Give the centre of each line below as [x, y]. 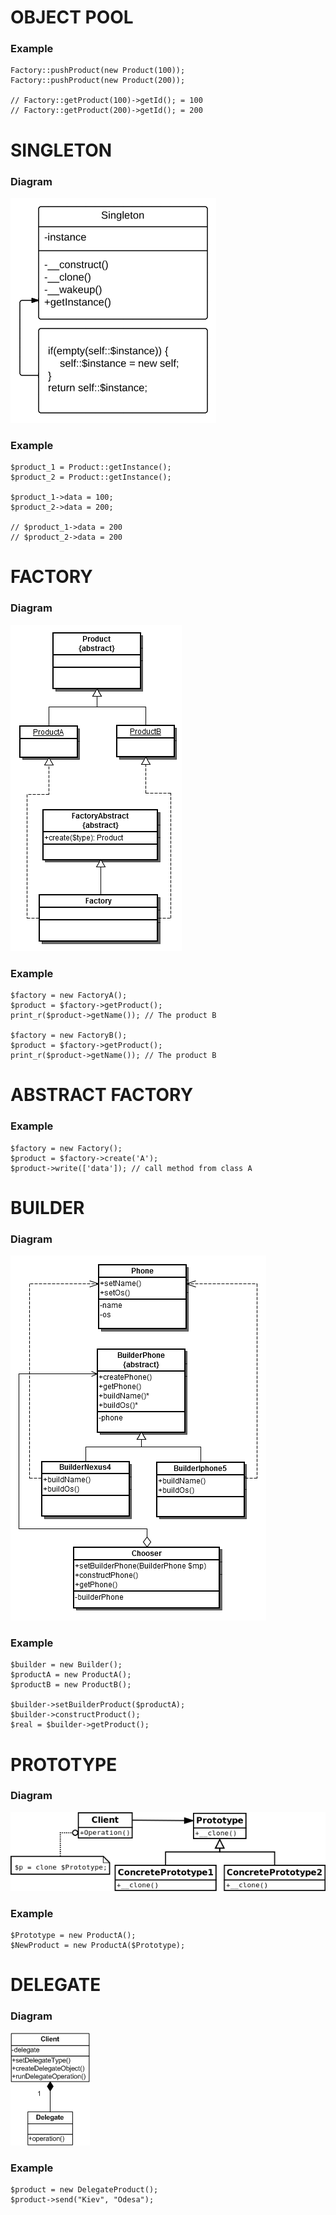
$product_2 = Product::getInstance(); [91, 477]
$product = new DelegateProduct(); [84, 2190]
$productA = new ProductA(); [71, 1675]
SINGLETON [61, 150]
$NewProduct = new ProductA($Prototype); [98, 1946]
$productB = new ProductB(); [71, 1685]
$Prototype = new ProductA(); [73, 1936]
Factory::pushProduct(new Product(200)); [98, 81]
